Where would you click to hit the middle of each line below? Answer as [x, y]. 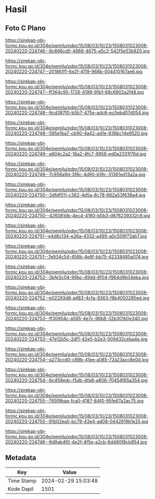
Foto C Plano [25, 28]
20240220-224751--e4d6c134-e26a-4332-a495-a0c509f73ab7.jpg [76, 236]
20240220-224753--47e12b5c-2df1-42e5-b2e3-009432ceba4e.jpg [76, 339]
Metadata [21, 458]
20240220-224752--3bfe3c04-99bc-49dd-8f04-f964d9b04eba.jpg [77, 277]
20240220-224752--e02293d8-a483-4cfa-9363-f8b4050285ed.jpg [77, 298]
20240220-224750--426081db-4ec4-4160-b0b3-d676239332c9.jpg [78, 216]
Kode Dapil [21, 489]
